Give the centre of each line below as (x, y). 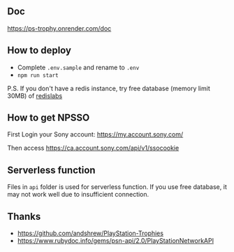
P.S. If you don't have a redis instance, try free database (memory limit (109, 88)
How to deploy (39, 51)
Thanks (24, 216)
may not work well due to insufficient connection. (78, 195)
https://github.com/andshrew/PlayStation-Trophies (90, 233)
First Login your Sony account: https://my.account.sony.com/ (95, 134)
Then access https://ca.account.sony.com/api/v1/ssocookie (93, 148)
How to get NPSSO (49, 118)
